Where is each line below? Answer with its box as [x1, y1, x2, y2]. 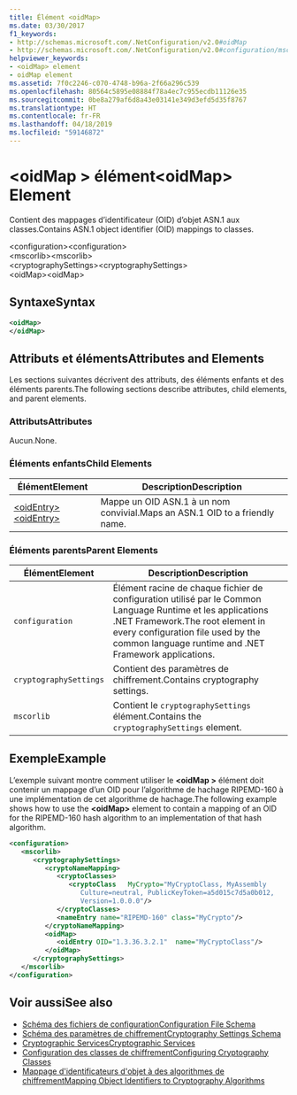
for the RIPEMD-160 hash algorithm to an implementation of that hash [9, 812, 263, 823]
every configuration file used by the [112, 626, 261, 638]
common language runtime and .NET [112, 637, 265, 650]
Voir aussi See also [9, 995, 113, 1010]
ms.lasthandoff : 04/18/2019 [9, 120, 113, 129]
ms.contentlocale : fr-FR [9, 112, 101, 120]
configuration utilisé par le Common [112, 593, 262, 605]
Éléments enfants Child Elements [9, 458, 153, 470]
